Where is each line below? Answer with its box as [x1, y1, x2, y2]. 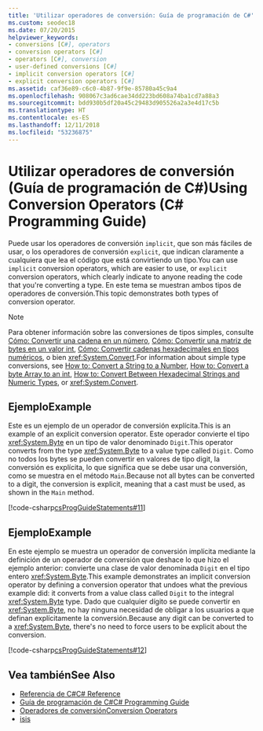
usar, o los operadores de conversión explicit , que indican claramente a [8, 247, 245, 256]
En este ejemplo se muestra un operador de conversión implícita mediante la [8, 547, 256, 557]
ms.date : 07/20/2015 [8, 26, 76, 34]
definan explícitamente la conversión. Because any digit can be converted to [8, 614, 254, 623]
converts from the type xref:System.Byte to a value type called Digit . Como [8, 446, 254, 456]
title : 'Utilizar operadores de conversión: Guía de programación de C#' [8, 11, 255, 20]
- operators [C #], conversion [8, 56, 108, 64]
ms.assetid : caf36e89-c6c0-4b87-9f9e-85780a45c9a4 [8, 84, 177, 93]
